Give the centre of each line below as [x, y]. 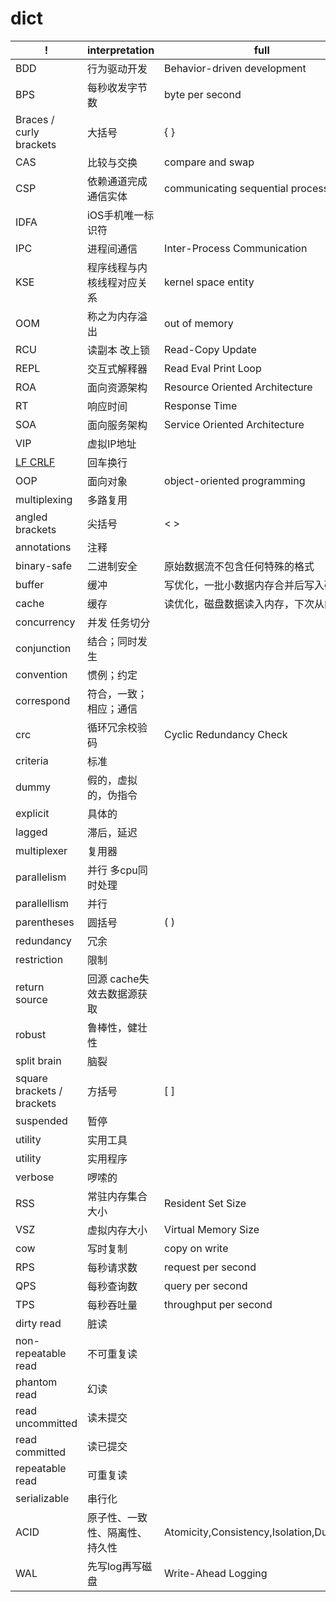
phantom [36, 1382]
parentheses [45, 922]
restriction [39, 959]
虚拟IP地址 [111, 444]
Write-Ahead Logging [216, 1573]
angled [31, 517]
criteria [32, 760]
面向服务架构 [117, 425]
